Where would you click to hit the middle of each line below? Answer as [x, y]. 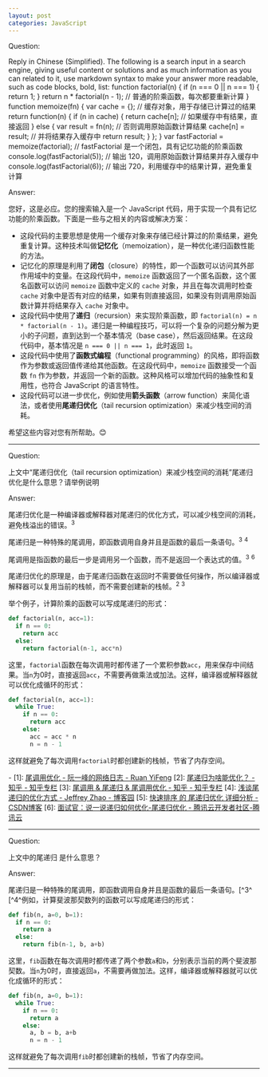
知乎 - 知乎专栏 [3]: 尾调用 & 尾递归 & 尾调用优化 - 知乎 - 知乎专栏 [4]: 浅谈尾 [134, 787]
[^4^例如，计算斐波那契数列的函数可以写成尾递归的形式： [102, 900]
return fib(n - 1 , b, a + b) [64, 944]
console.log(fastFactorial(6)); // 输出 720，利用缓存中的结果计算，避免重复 [131, 166]
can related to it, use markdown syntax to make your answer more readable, [133, 78]
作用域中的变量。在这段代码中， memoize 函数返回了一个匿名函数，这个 [134, 275]
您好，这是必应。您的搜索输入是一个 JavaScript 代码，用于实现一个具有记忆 [133, 208]
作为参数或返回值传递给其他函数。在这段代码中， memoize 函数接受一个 [134, 365]
